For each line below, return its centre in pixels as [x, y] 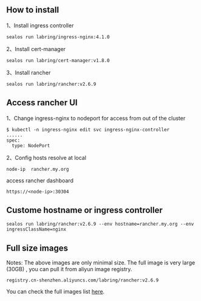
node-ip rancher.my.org [38, 169]
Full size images [37, 248]
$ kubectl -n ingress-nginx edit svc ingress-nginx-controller [88, 130]
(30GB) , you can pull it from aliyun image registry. [69, 269]
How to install [33, 10]
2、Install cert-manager [36, 49]
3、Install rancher [29, 72]
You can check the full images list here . [56, 292]
